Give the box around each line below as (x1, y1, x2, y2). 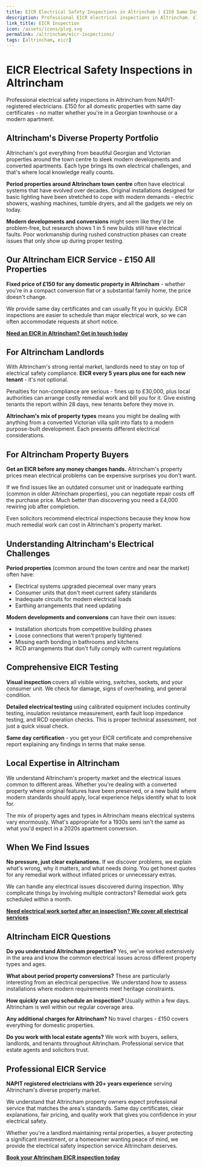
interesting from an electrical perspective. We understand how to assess (6, 979, 187, 986)
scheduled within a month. (6, 896, 72, 903)
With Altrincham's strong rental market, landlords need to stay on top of (6, 363, 185, 371)
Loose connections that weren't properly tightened (14, 632, 142, 639)
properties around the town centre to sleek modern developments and (6, 155, 181, 163)
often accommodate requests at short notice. (6, 318, 119, 325)
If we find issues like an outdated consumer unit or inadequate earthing (6, 483, 184, 491)
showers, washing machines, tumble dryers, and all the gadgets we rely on (6, 200, 193, 207)
